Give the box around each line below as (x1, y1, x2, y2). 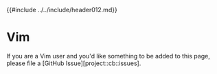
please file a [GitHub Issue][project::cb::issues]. (6, 59, 141, 67)
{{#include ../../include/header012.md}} (6, 6, 117, 14)
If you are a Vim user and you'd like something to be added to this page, (6, 52, 210, 60)
